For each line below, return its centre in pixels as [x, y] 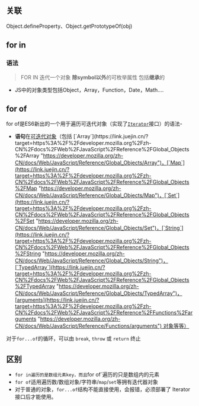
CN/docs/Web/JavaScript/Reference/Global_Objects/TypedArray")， [98, 293]
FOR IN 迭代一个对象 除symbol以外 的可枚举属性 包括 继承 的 [93, 77]
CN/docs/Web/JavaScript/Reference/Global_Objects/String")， [92, 261]
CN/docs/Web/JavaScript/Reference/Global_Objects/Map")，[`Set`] [97, 195]
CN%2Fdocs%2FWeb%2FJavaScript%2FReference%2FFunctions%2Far [104, 313]
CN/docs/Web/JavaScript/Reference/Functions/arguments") [88, 326]
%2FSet [25, 221]
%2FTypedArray [35, 286]
